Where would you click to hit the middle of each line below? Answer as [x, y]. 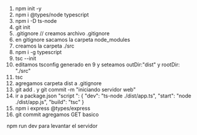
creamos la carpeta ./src [45, 46]
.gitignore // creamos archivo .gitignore [62, 33]
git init [23, 27]
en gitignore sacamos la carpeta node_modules [73, 40]
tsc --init [26, 58]
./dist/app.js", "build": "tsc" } [50, 102]
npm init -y [28, 9]
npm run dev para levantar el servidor [52, 126]
